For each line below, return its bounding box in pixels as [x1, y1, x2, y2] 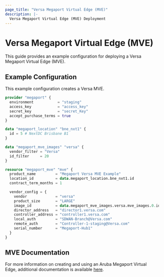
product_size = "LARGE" [14, 198, 76, 203]
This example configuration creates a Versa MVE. [5, 86, 104, 92]
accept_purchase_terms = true [9, 113, 71, 118]
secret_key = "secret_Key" [9, 108, 89, 114]
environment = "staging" [9, 100, 82, 105]
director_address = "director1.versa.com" [14, 208, 106, 213]
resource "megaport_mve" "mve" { [5, 167, 73, 172]
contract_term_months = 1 [9, 181, 62, 186]
